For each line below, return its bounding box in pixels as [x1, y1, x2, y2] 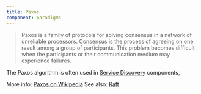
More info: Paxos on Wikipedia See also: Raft [6, 80, 119, 88]
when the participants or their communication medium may [21, 50, 170, 58]
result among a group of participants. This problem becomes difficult [21, 44, 196, 52]
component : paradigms [6, 15, 62, 21]
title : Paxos [6, 8, 40, 15]
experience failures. [21, 57, 71, 64]
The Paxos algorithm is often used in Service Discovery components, [6, 69, 180, 76]
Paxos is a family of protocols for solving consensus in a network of [21, 31, 192, 38]
